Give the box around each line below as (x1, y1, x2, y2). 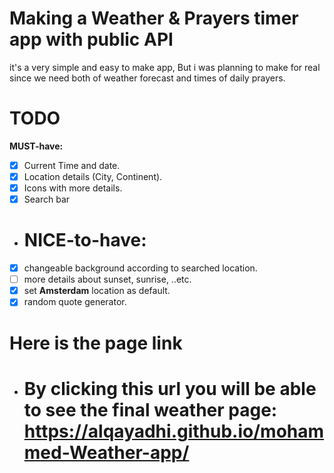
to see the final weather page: (23, 398, 278, 421)
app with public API (9, 28, 174, 51)
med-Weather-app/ (23, 441, 190, 464)
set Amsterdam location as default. (23, 285, 171, 297)
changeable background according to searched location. (23, 262, 258, 274)
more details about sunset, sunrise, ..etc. (23, 273, 192, 286)
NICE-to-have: (23, 229, 147, 252)
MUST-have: (9, 140, 64, 152)
